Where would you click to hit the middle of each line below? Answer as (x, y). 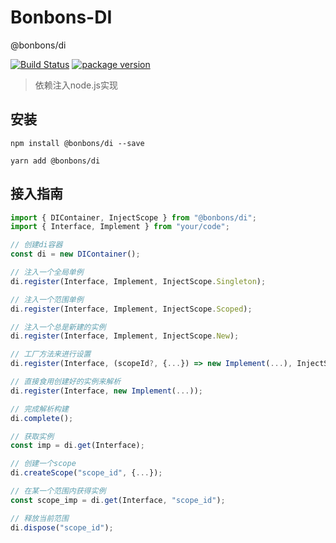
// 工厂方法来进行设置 (51, 354)
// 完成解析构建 (39, 409)
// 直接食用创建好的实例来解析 (66, 382)
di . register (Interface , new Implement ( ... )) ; (106, 391)
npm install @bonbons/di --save (77, 143)
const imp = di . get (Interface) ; (77, 446)
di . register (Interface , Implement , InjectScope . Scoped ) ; (131, 309)
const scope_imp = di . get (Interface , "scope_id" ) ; (118, 500)
